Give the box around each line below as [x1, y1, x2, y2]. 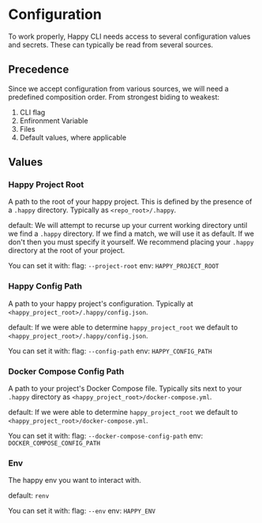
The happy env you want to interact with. [8, 476, 142, 485]
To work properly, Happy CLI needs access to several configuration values [8, 32, 251, 41]
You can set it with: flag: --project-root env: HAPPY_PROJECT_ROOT [8, 261, 219, 271]
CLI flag [19, 107, 46, 117]
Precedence [8, 63, 69, 77]
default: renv [8, 491, 50, 500]
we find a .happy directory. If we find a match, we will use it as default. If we [8, 229, 255, 238]
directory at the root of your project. [8, 246, 125, 256]
